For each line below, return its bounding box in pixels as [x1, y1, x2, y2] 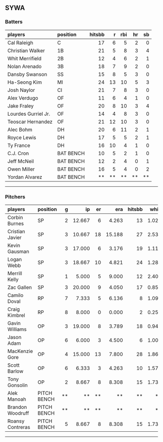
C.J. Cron [7, 150, 29, 157]
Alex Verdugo [7, 94, 38, 101]
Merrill [7, 270, 22, 277]
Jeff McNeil [7, 158, 34, 164]
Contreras [7, 424, 31, 430]
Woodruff [7, 409, 29, 416]
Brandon [7, 404, 27, 410]
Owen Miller [7, 165, 35, 172]
